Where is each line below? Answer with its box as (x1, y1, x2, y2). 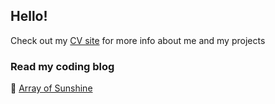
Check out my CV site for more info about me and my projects (10, 34, 266, 46)
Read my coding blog (10, 59, 115, 73)
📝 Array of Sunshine (10, 82, 93, 94)
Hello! (10, 8, 48, 25)
